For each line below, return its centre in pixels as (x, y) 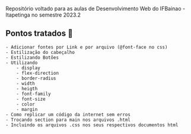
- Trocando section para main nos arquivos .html (68, 120)
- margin (27, 109)
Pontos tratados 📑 (39, 33)
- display (28, 68)
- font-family (34, 94)
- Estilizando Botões (32, 58)
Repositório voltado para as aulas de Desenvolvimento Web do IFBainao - (95, 9)
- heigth (27, 88)
